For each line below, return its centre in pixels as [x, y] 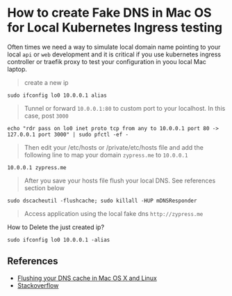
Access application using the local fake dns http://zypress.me [114, 213]
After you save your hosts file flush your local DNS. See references [120, 180]
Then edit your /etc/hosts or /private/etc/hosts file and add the [114, 147]
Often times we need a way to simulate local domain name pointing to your [114, 47]
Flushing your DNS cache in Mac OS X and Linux [87, 278]
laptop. [17, 69]
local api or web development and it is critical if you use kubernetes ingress [114, 54]
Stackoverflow [38, 285]
